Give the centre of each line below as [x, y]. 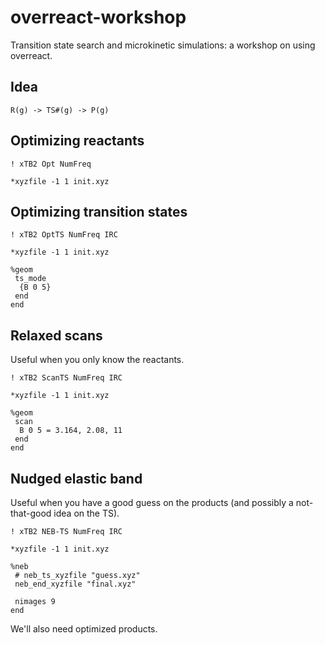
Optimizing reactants [77, 141]
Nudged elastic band [76, 478]
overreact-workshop [98, 17]
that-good [31, 513]
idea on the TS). [86, 513]
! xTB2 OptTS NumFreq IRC [64, 235]
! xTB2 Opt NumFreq [51, 164]
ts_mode [30, 279]
